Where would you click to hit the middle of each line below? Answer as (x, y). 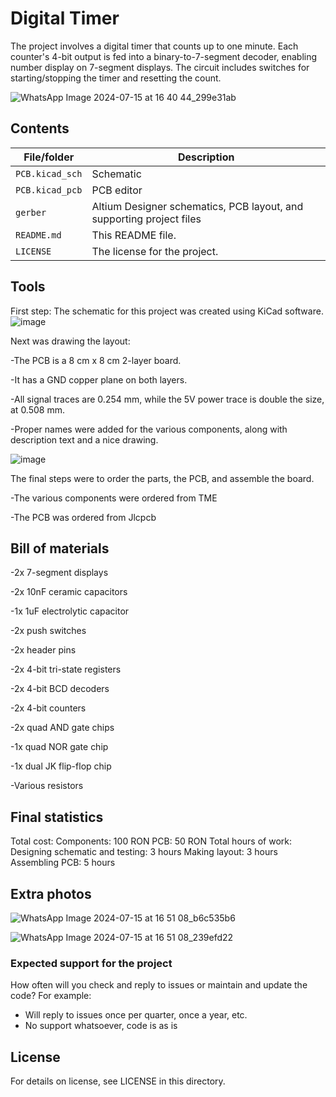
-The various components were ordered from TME (114, 498)
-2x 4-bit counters (48, 708)
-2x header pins (43, 650)
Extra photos (51, 893)
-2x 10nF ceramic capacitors (69, 592)
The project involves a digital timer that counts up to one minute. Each (154, 46)
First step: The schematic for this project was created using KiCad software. (167, 311)
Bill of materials (60, 548)
